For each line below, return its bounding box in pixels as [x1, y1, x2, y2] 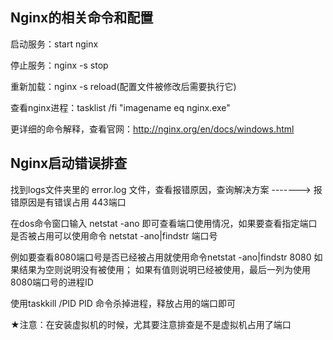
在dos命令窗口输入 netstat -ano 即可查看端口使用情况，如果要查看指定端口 [10, 217, 318, 229]
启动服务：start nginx [10, 38, 99, 50]
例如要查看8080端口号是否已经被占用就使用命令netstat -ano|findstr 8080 [10, 251, 312, 263]
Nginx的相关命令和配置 [10, 9, 154, 27]
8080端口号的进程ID [10, 276, 94, 288]
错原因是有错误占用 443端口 [10, 196, 127, 208]
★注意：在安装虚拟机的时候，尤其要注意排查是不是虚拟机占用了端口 [10, 318, 292, 330]
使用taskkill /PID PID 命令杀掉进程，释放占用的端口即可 [10, 297, 236, 309]
